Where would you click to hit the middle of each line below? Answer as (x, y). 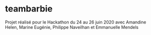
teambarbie (29, 9)
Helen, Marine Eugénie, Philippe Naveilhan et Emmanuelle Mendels (72, 27)
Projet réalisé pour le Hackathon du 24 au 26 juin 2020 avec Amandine (76, 22)
